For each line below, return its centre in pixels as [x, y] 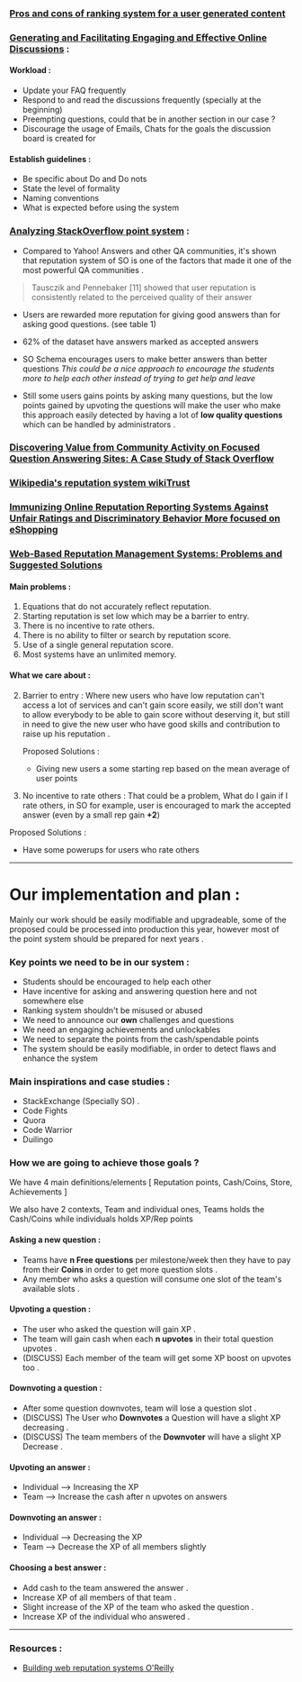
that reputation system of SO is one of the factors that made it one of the [157, 261]
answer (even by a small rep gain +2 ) [91, 815]
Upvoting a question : [50, 1309]
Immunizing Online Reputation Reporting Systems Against [139, 507]
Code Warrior [47, 1130]
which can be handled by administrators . [99, 424]
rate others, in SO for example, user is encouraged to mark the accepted [156, 805]
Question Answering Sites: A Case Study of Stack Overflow [142, 459]
